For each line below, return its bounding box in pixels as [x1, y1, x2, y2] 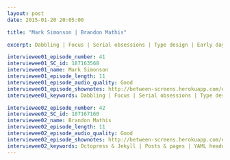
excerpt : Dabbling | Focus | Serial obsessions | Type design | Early [7, 41, 213, 48]
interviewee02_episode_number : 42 [7, 104, 106, 111]
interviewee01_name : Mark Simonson [7, 67, 109, 73]
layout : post [7, 10, 44, 17]
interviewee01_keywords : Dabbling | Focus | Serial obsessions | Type [7, 92, 213, 99]
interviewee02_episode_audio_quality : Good [7, 130, 133, 137]
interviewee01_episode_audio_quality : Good [7, 79, 133, 86]
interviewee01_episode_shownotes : [7, 85, 106, 93]
